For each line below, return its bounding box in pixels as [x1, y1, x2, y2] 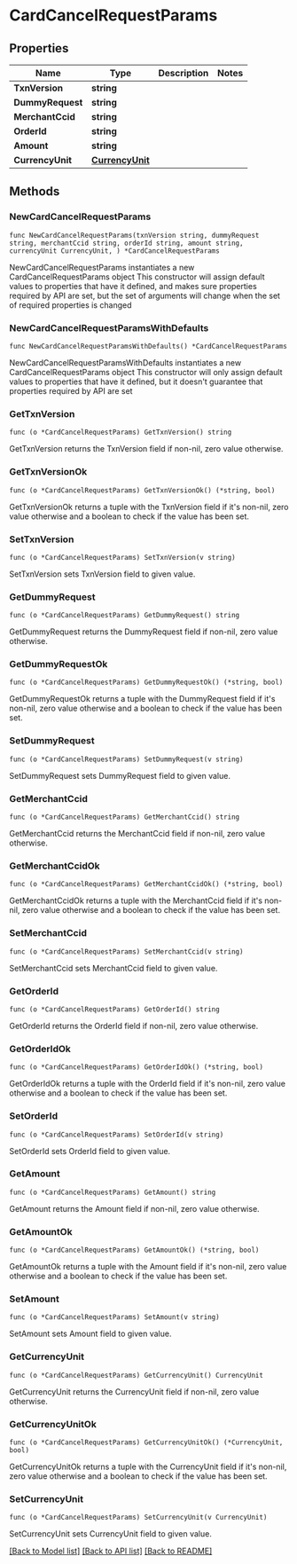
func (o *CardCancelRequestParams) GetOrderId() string [9, 1004, 220, 1014]
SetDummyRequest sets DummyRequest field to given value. [9, 770, 231, 781]
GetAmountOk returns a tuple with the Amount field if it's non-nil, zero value [9, 1261, 287, 1272]
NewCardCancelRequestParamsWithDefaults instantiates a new [9, 357, 242, 368]
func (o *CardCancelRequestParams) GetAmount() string [9, 1188, 216, 1197]
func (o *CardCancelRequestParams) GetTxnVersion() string [9, 428, 232, 437]
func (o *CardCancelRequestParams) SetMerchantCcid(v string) [9, 947, 244, 956]
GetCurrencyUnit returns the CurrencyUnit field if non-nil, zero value [9, 1386, 260, 1397]
